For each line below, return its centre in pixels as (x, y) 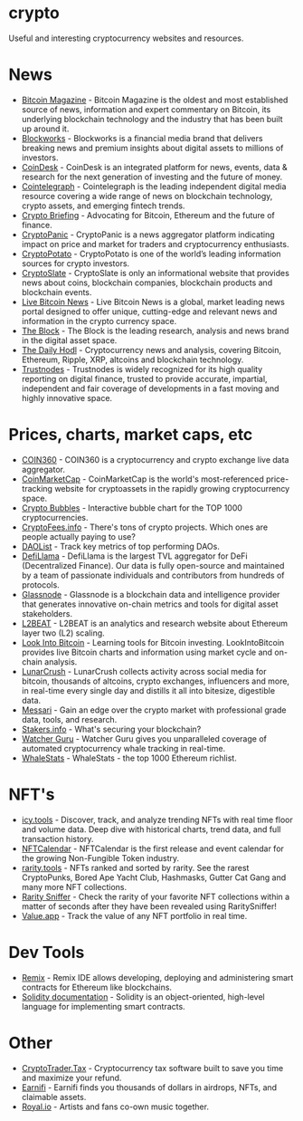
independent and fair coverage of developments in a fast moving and (150, 388)
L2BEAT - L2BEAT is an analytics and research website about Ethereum (155, 623)
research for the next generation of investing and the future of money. (152, 177)
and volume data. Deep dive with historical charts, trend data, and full (151, 829)
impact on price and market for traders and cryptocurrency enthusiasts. (155, 244)
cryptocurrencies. (55, 517)
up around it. (45, 129)
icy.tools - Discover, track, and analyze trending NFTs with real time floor (157, 819)
